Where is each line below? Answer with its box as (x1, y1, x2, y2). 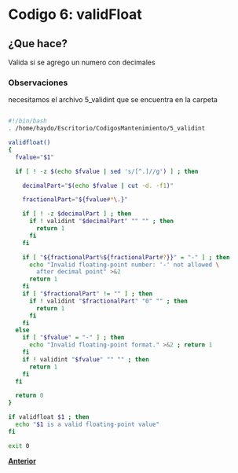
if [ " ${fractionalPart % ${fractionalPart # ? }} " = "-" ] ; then (22, 253, 230, 261)
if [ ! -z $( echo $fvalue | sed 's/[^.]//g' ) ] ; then (15, 167, 199, 175)
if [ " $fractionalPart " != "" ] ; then (22, 290, 153, 298)
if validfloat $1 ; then (8, 413, 90, 421)
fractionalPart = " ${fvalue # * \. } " (22, 196, 128, 203)
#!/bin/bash (8, 117, 47, 125)
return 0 (15, 391, 44, 400)
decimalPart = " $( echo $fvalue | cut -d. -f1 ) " (22, 181, 174, 189)
